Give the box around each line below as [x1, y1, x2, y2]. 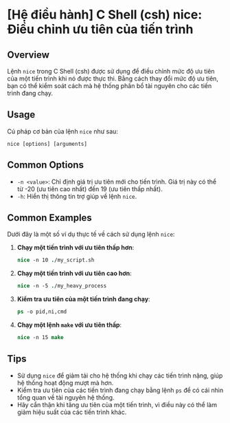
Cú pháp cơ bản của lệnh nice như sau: [7, 127, 119, 135]
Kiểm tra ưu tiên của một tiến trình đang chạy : [16, 295, 150, 303]
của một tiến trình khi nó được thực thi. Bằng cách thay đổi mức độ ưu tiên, [7, 74, 218, 83]
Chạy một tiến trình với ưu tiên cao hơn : [16, 269, 132, 278]
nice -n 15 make [16, 334, 64, 341]
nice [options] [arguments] [7, 140, 88, 147]
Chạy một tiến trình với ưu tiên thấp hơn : [16, 243, 135, 252]
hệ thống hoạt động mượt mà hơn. [16, 378, 114, 387]
